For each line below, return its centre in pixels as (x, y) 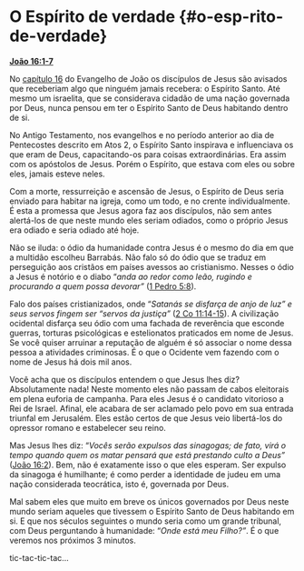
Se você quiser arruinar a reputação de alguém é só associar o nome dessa (151, 342)
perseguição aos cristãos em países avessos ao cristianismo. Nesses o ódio (152, 266)
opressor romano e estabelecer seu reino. (88, 427)
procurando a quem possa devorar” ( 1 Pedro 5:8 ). (103, 286)
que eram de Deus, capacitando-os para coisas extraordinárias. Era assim (148, 154)
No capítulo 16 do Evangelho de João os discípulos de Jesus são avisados (148, 78)
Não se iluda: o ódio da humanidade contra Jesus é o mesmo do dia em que (152, 247)
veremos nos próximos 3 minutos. (73, 540)
